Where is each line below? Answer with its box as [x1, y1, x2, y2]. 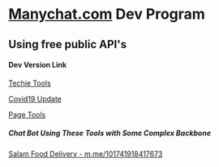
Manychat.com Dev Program [8, 5, 205, 24]
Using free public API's [8, 37, 127, 51]
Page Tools [8, 109, 46, 119]
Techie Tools [8, 78, 51, 88]
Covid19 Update [8, 94, 62, 103]
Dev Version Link [8, 60, 67, 70]
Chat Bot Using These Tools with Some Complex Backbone [8, 128, 212, 138]
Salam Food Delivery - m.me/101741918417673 [8, 148, 163, 159]
